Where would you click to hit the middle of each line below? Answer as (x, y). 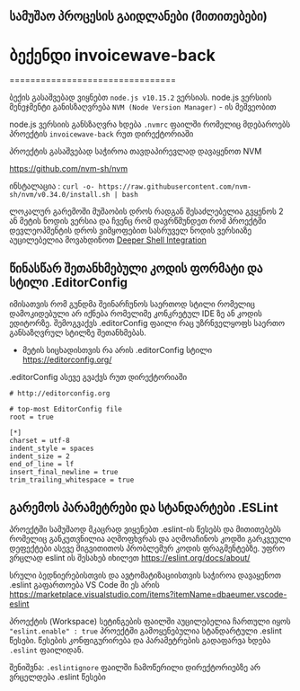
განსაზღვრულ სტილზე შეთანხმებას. (78, 332)
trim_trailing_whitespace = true (72, 480)
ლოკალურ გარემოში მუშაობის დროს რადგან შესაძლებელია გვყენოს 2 (146, 211)
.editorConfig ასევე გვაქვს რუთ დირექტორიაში (98, 377)
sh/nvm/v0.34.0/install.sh (60, 195)
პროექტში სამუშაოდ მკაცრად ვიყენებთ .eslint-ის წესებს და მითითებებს (145, 529)
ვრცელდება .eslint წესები (57, 677)
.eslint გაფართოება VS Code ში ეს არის (84, 584)
